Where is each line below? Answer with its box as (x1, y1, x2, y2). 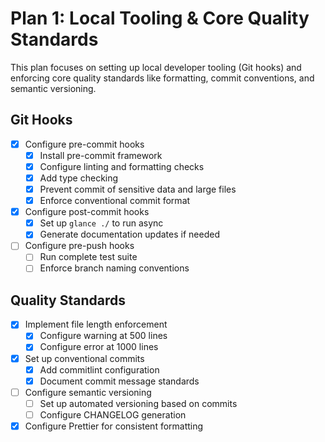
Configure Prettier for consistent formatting (24, 420, 204, 432)
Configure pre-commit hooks (24, 138, 145, 150)
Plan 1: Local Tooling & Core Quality (10, 7, 310, 30)
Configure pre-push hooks (24, 240, 135, 252)
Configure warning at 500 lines (39, 330, 168, 342)
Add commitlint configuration (39, 363, 160, 376)
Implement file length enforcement (24, 318, 168, 331)
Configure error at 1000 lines (39, 341, 159, 353)
